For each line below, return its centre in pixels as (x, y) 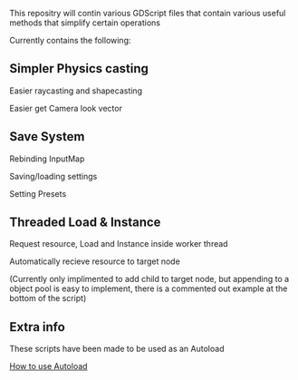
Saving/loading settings (53, 176)
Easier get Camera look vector (66, 108)
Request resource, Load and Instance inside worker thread (119, 244)
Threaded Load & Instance (85, 223)
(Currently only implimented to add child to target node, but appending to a (149, 279)
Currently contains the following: (70, 40)
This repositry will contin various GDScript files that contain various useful (148, 13)
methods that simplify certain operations (85, 23)
